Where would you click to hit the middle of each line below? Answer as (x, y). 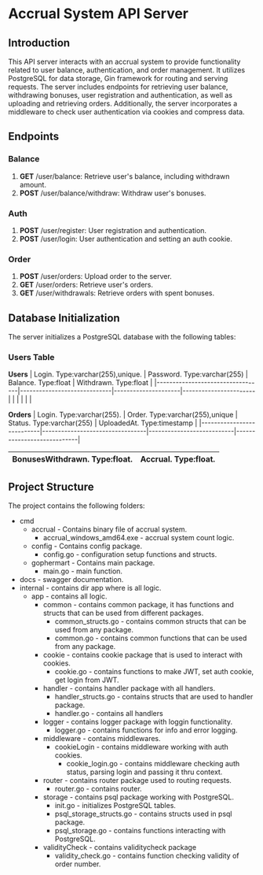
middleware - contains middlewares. (102, 739)
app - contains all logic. (69, 596)
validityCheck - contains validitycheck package (120, 847)
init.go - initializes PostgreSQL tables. (115, 806)
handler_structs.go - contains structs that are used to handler (154, 697)
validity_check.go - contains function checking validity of (147, 856)
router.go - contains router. (99, 789)
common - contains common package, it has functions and (138, 605)
